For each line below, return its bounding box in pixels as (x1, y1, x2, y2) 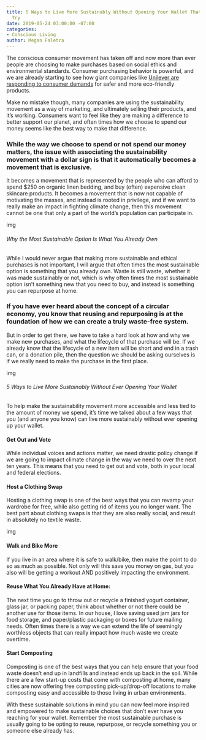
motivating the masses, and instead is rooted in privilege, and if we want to (6, 197, 196, 204)
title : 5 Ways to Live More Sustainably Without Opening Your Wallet (6, 9, 188, 15)
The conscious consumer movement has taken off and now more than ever (6, 55, 196, 61)
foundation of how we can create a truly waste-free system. (6, 317, 189, 326)
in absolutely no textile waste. (6, 516, 82, 524)
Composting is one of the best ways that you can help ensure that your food (6, 663, 199, 671)
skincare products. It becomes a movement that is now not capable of (6, 190, 183, 197)
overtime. (6, 635, 31, 643)
